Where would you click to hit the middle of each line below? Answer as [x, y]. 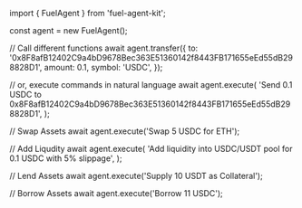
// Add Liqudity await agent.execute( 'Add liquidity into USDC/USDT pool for [151, 149]
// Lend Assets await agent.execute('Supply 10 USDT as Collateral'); [136, 176]
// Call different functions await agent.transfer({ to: [104, 48]
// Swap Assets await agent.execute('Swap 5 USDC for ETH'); [125, 131]
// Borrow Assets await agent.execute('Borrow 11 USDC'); [117, 193]
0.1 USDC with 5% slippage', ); [66, 158]
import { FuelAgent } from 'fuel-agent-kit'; [88, 13]
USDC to [26, 95]
